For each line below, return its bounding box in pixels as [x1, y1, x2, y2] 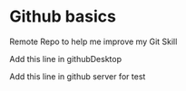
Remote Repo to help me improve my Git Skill [9, 36, 178, 47]
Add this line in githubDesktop [9, 53, 122, 64]
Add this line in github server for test [9, 70, 146, 82]
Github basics [9, 6, 116, 27]
